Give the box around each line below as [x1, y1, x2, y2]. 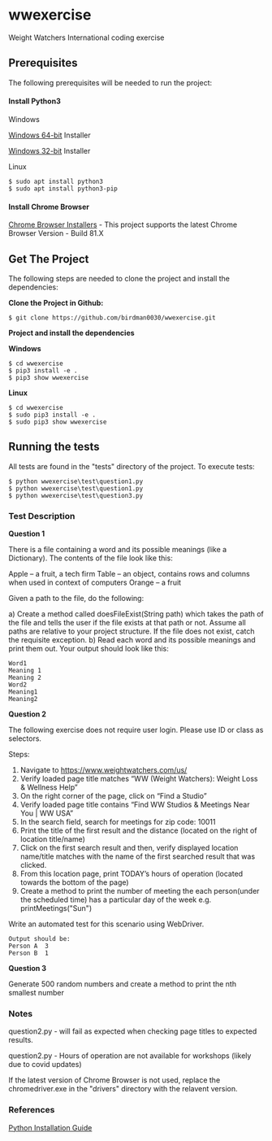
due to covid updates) [8, 1060, 82, 1069]
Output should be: [8, 935, 71, 943]
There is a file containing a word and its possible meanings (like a [8, 545, 227, 555]
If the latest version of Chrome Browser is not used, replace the [8, 1075, 221, 1085]
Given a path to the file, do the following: [8, 594, 145, 603]
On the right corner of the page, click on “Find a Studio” [19, 791, 207, 801]
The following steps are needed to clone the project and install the [8, 273, 230, 283]
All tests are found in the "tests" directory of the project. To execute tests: [8, 461, 255, 471]
